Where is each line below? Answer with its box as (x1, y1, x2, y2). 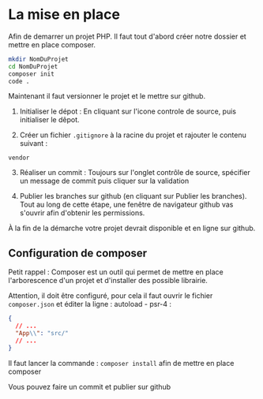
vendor (8, 154, 30, 162)
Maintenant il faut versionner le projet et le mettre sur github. (8, 91, 206, 101)
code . (8, 77, 30, 85)
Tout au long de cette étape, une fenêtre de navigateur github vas (19, 199, 234, 210)
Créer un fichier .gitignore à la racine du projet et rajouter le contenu (19, 130, 246, 140)
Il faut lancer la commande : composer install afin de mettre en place (8, 358, 235, 367)
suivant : (19, 139, 48, 148)
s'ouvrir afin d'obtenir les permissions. (19, 208, 145, 218)
